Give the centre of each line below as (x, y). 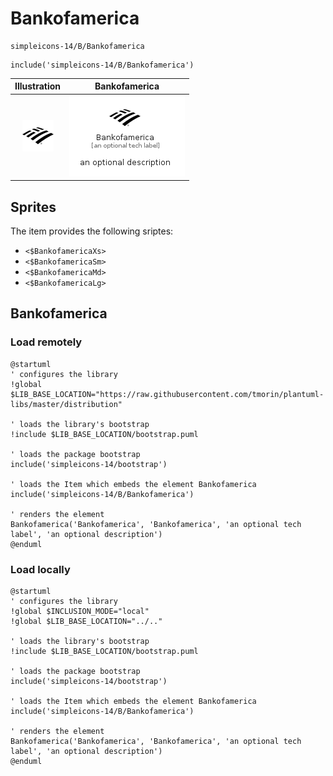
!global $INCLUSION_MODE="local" (80, 611)
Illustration (38, 86)
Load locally (40, 569)
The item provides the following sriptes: (92, 231)
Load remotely (46, 342)
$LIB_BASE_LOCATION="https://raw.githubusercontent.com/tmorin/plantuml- (167, 394)
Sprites (33, 207)
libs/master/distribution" (66, 404)
